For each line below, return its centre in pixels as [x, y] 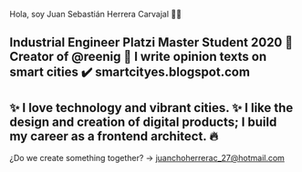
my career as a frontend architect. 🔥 [114, 136]
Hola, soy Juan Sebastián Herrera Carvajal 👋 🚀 [96, 14]
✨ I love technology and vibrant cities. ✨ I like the [151, 108]
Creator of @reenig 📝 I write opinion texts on [138, 57]
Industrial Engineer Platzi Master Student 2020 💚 [151, 42]
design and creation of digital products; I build [143, 121]
